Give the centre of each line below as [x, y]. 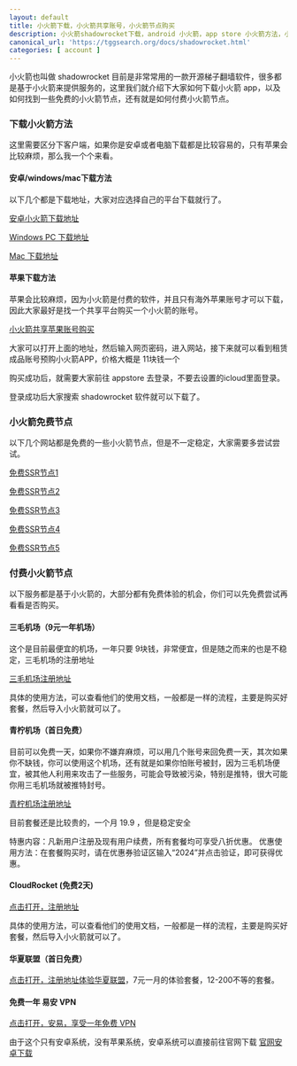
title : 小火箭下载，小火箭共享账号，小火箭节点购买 [92, 26]
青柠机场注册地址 [40, 804]
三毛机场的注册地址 [59, 659]
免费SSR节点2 [34, 492]
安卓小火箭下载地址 [44, 218]
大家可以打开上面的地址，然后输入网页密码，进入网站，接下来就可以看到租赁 [148, 347]
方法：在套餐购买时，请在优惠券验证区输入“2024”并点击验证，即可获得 [146, 852]
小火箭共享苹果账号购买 [52, 329]
